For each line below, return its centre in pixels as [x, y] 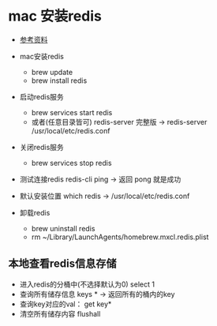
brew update [52, 72]
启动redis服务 [42, 96]
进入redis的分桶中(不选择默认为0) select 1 [87, 284]
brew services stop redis [71, 163]
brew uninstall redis [63, 228]
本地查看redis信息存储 [62, 264]
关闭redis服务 [42, 147]
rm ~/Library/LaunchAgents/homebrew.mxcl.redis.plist [120, 237]
